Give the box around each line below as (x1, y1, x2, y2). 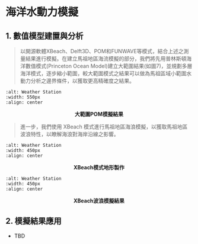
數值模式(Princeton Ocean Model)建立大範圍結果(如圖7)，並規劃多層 (25, 63, 193, 69)
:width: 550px (5, 94, 41, 100)
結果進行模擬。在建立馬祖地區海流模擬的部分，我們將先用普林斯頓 (25, 55, 187, 62)
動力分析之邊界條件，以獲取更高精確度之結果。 (20, 78, 135, 84)
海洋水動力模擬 (5, 5, 79, 19)
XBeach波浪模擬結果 (73, 197, 125, 204)
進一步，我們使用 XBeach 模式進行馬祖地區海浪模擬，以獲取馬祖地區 (20, 123, 188, 130)
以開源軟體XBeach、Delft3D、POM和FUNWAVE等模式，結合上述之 (20, 48, 184, 54)
